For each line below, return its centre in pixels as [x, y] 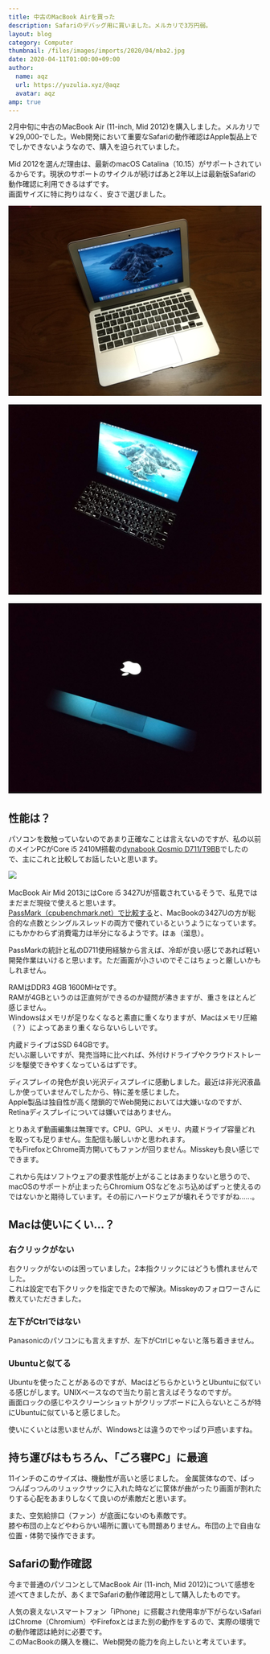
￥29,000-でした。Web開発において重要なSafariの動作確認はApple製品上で [133, 137]
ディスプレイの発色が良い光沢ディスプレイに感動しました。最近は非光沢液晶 [135, 1082]
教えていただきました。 [47, 1298]
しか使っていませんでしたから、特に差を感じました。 [96, 1092]
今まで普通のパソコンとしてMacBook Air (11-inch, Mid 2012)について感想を [132, 1585]
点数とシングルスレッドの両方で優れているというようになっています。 [145, 923]
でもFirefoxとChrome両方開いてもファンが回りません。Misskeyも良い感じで [134, 1149]
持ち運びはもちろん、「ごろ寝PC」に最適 [108, 1457]
